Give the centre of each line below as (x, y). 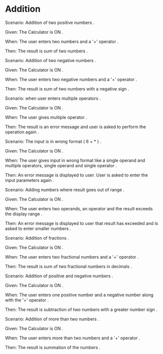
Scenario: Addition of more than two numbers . (52, 319)
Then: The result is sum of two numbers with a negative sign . (67, 88)
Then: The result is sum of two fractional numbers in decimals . (69, 266)
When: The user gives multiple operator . (46, 117)
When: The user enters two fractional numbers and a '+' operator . (72, 257)
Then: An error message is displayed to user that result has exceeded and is (82, 223)
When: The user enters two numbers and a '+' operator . (62, 41)
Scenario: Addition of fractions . (37, 238)
